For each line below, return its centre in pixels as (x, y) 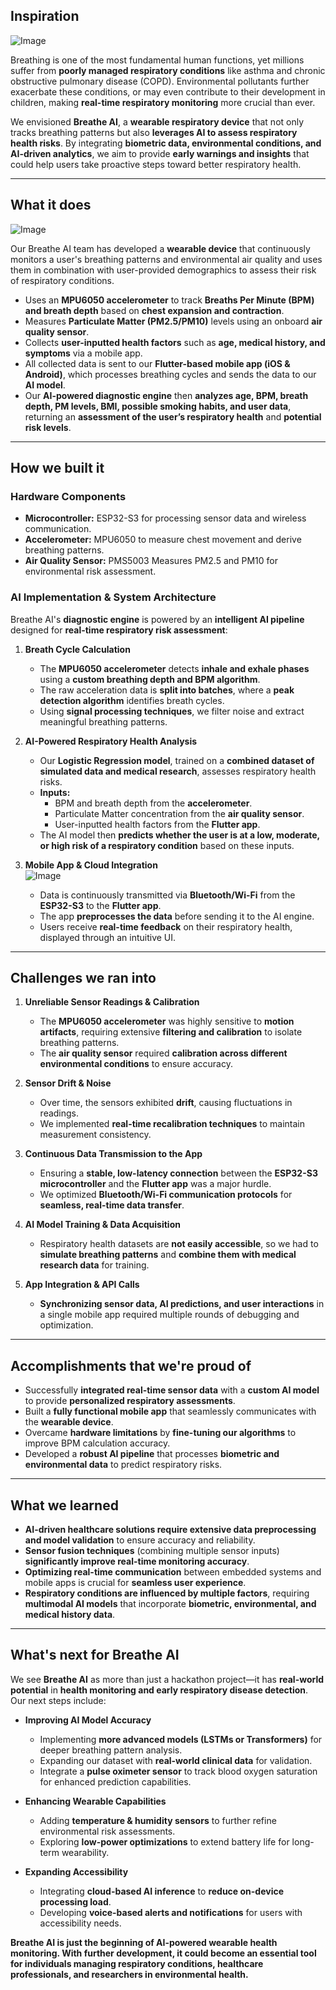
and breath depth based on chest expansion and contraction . (154, 310)
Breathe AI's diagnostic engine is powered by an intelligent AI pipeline (157, 619)
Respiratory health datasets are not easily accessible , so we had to (179, 1244)
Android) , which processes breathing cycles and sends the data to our (170, 374)
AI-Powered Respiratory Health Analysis (111, 741)
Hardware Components (68, 496)
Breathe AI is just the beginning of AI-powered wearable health (144, 1942)
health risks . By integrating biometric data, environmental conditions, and (166, 143)
